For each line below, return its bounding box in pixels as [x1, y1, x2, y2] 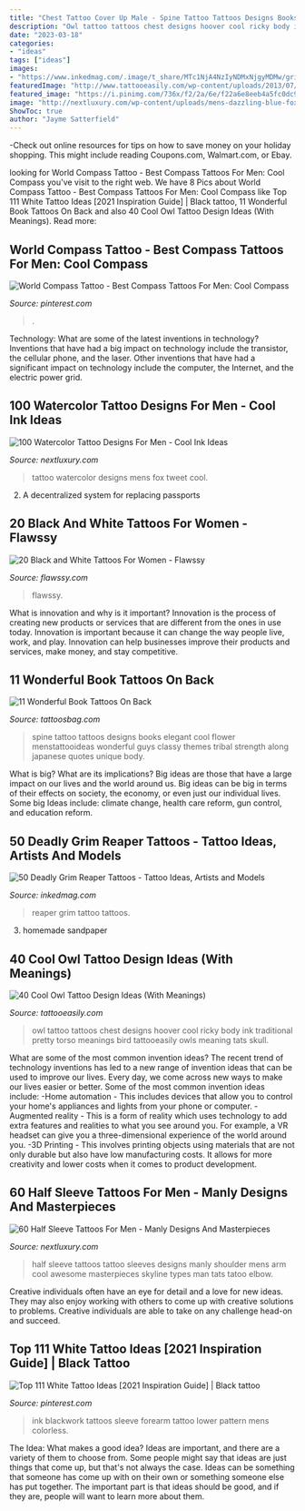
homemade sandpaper [22, 925, 108, 936]
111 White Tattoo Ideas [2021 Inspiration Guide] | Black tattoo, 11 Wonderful [9, 197, 288, 208]
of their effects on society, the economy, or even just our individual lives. [9, 788, 281, 799]
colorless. [31, 1425, 69, 1435]
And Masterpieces [9, 1199, 116, 1215]
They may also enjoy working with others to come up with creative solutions [9, 1295, 294, 1306]
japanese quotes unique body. [31, 751, 145, 762]
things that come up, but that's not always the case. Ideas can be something [9, 1462, 295, 1473]
